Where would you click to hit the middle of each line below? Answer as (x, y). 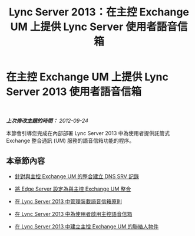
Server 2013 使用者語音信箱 (74, 92)
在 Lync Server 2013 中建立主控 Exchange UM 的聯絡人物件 (87, 226)
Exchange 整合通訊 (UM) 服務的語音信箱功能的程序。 (70, 140)
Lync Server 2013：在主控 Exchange (99, 12)
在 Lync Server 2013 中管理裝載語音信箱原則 (68, 201)
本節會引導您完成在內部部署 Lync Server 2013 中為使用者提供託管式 (88, 133)
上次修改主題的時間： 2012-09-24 (47, 120)
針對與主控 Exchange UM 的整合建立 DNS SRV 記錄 (77, 176)
